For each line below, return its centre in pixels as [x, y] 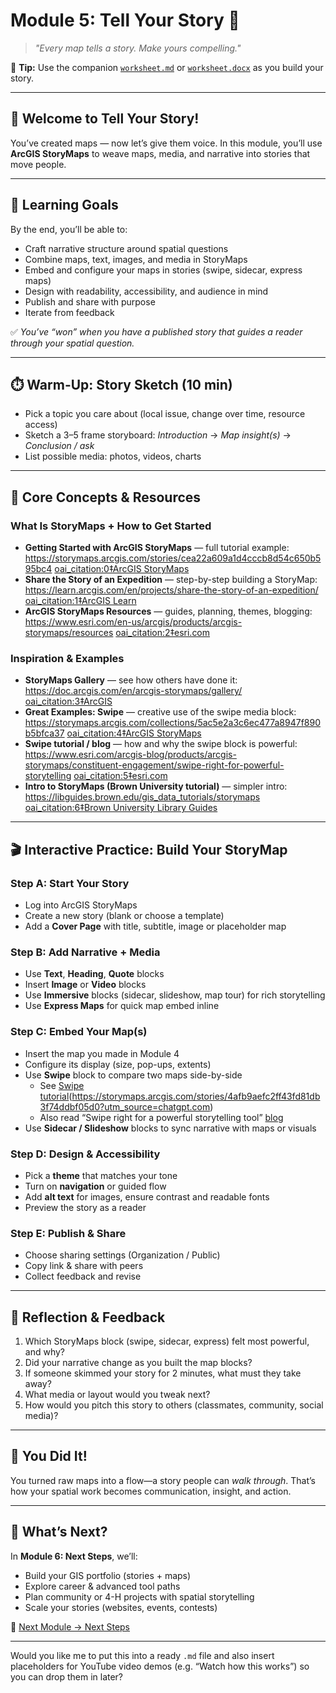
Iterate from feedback [69, 312]
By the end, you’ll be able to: [69, 229]
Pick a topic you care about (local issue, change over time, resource [165, 414]
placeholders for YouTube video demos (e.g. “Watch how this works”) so [160, 1666]
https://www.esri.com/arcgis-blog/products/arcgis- [130, 755]
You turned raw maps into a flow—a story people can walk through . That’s [163, 1480]
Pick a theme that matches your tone [101, 1175]
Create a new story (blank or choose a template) [124, 916]
